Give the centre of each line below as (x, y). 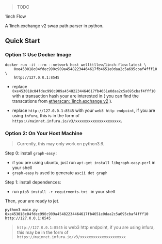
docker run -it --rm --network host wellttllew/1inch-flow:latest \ (76, 65)
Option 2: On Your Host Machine (44, 133)
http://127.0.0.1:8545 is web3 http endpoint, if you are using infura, (86, 227)
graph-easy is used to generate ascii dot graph (60, 173)
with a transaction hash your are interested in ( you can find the (75, 96)
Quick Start (23, 41)
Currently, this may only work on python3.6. (61, 144)
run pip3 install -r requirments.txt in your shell (64, 191)
